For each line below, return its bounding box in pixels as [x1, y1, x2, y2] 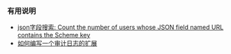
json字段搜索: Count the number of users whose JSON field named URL [17, 23, 224, 32]
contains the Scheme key [17, 31, 91, 39]
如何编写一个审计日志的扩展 [17, 39, 98, 48]
